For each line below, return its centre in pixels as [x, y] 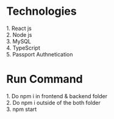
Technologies [42, 11]
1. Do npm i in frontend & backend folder [57, 96]
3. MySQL [19, 41]
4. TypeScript [23, 48]
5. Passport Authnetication [40, 54]
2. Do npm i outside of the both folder [53, 102]
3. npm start [22, 109]
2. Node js [19, 34]
